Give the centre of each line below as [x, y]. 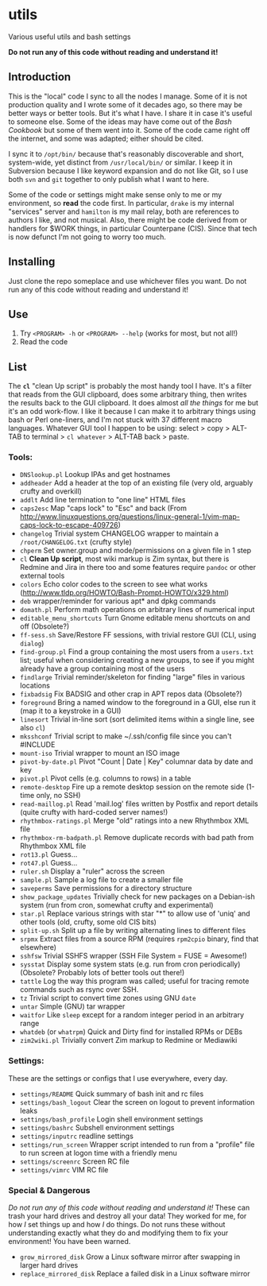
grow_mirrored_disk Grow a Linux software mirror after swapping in [130, 1257]
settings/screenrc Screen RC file [74, 1161]
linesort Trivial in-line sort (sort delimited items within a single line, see [137, 719]
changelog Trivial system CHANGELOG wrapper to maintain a [119, 533]
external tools [42, 576]
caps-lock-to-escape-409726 [69, 525]
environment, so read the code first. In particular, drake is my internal [121, 203]
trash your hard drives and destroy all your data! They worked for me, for [128, 1216]
